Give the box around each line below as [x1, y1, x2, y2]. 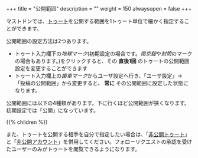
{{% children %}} [6, 119, 48, 126]
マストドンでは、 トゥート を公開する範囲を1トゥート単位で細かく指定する [6, 18, 184, 25]
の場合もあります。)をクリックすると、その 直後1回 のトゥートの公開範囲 [14, 58, 190, 64]
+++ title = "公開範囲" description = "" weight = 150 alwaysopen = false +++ [6, 5, 192, 12]
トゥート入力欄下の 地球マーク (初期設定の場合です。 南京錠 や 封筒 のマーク [14, 50, 193, 57]
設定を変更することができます [14, 65, 87, 72]
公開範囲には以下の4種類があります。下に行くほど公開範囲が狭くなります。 [6, 100, 190, 106]
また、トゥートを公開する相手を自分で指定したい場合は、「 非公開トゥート [6, 131, 185, 137]
